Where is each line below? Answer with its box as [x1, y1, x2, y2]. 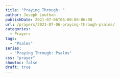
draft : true [5, 65, 31, 70]
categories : [5, 27, 31, 32]
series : [5, 46, 22, 51]
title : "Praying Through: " [5, 7, 65, 13]
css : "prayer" [5, 55, 36, 61]
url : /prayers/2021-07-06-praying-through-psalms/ [5, 22, 115, 27]
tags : [5, 36, 17, 42]
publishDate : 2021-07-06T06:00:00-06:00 [5, 17, 93, 22]
